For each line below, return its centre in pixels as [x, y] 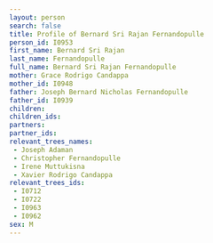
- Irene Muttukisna [49, 166]
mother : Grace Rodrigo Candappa [69, 76]
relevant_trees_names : [51, 142]
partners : [28, 126]
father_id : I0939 [41, 100]
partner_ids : [33, 134]
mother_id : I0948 [41, 84]
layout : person [37, 17]
